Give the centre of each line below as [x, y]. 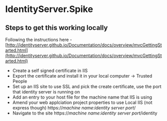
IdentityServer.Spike [49, 9]
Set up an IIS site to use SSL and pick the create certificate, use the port [87, 86]
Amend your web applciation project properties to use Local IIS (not [82, 102]
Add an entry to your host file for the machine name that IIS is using [82, 97]
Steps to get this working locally [56, 28]
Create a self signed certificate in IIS [50, 70]
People [20, 81]
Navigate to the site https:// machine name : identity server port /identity [85, 113]
